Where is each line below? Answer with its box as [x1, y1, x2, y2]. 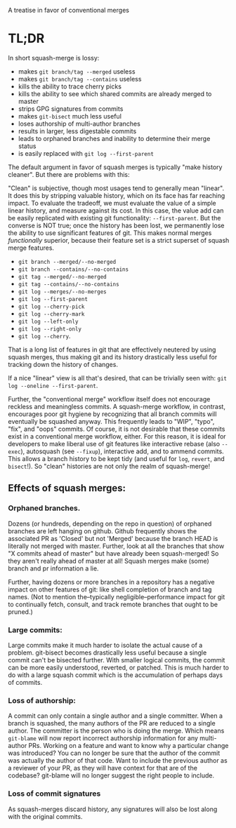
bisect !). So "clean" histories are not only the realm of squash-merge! [8, 462, 210, 470]
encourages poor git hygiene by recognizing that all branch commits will [8, 410, 217, 418]
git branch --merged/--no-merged [18, 258, 117, 265]
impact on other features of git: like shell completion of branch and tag [8, 585, 212, 594]
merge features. [8, 243, 55, 252]
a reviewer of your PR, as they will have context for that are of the [8, 764, 197, 773]
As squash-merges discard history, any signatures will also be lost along [8, 805, 218, 813]
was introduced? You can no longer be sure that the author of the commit [8, 749, 221, 757]
